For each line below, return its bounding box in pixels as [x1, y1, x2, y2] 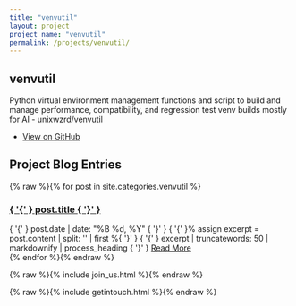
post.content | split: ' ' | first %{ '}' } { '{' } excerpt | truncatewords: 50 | [9, 234, 269, 244]
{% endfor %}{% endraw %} [9, 252, 114, 263]
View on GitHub [21, 132, 80, 142]
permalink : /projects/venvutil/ [9, 38, 130, 47]
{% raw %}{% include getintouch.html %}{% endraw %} [9, 287, 217, 298]
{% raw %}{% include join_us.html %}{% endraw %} [9, 269, 204, 280]
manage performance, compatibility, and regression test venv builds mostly [9, 105, 288, 115]
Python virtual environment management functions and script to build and [9, 95, 282, 106]
